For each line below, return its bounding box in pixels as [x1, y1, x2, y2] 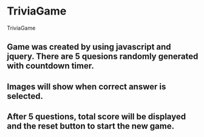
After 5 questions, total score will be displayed [7, 112, 186, 122]
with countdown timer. [7, 61, 95, 71]
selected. [7, 91, 44, 101]
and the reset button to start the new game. [7, 121, 175, 132]
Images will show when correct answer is [7, 81, 166, 92]
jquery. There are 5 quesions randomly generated [7, 52, 199, 62]
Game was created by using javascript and [7, 42, 172, 52]
